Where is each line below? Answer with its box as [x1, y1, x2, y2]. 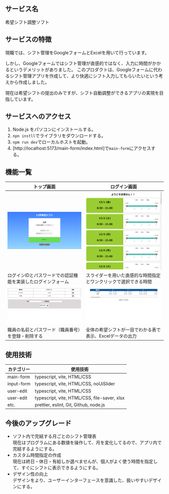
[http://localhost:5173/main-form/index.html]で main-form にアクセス [12, 145, 151, 151]
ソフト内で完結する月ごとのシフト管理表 [12, 433, 97, 439]
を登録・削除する [7, 333, 43, 339]
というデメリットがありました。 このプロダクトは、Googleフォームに [9, 66, 153, 72]
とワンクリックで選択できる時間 [86, 278, 152, 284]
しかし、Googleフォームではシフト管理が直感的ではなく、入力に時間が [5, 60, 152, 66]
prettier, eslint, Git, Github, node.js [35, 402, 106, 408]
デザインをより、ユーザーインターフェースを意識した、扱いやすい [12, 477, 149, 483]
